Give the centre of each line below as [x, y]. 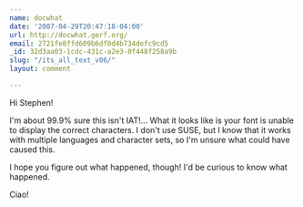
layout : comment [40, 69]
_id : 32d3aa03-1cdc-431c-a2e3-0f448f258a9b [93, 52]
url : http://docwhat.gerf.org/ [69, 35]
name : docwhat [36, 18]
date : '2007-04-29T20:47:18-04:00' [77, 26]
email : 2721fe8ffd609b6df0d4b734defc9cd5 [89, 43]
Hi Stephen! [31, 102]
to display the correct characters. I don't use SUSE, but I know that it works [150, 129]
